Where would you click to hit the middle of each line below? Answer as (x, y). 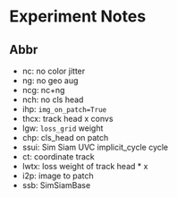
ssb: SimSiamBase (56, 185)
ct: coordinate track (59, 157)
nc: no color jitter (54, 71)
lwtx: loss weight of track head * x (85, 166)
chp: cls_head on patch (65, 138)
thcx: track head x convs (67, 119)
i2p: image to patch (58, 176)
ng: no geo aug (50, 81)
